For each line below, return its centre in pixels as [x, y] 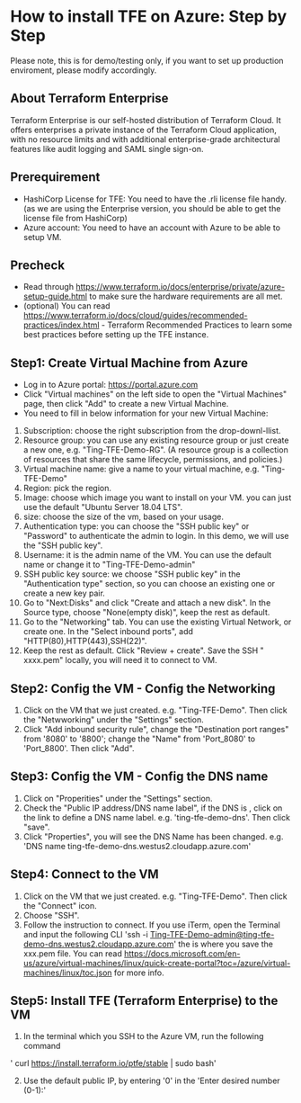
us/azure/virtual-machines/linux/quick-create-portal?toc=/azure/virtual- [157, 963]
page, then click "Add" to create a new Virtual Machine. [126, 404]
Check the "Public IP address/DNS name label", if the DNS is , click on [153, 808]
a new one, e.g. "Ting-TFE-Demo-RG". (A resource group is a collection [155, 450]
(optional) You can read [66, 306]
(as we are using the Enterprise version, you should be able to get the [152, 208]
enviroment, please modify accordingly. [84, 70]
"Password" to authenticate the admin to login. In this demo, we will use [156, 536]
